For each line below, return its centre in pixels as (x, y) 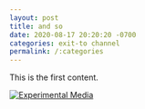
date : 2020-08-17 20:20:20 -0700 (73, 35)
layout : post (34, 18)
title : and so (36, 26)
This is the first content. (54, 77)
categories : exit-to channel (65, 43)
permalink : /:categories (57, 52)
